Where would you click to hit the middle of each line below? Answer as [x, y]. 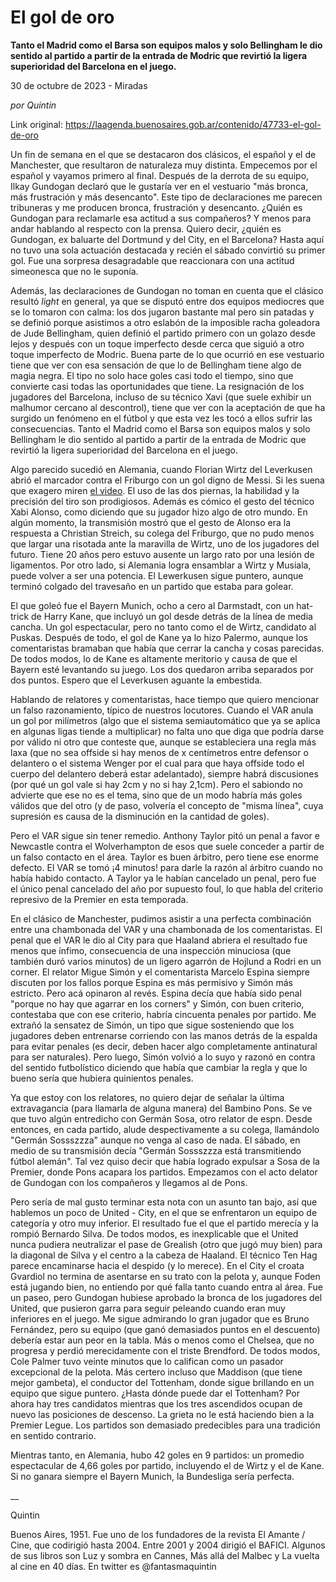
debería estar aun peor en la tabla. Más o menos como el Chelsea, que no [162, 1340]
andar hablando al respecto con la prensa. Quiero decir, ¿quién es [146, 228]
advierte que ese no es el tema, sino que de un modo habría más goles [156, 795]
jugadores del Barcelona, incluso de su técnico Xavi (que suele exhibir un [161, 397]
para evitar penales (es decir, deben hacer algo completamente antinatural [164, 1046]
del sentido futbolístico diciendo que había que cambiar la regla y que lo [159, 1067]
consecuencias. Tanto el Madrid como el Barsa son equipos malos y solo [160, 428]
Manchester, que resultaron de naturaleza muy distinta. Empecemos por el [164, 165]
